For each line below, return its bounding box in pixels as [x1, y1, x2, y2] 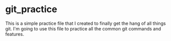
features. [5, 31, 25, 37]
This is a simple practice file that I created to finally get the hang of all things [5, 20, 166, 26]
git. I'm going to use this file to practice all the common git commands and [5, 25, 161, 31]
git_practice [5, 4, 58, 15]
